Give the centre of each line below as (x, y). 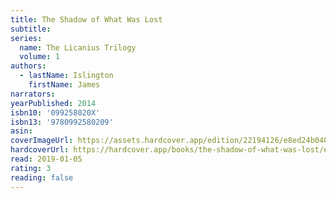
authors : (28, 66)
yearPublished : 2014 (53, 103)
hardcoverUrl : (40, 150)
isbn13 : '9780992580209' (62, 122)
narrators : (33, 94)
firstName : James (64, 85)
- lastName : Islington (66, 76)
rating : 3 (31, 168)
